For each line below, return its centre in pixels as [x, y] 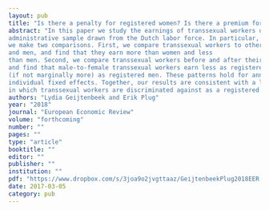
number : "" [26, 127]
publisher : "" [32, 164]
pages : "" [25, 134]
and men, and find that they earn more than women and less [111, 53]
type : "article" [35, 142]
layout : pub [28, 16]
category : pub [32, 194]
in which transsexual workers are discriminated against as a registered [134, 90]
